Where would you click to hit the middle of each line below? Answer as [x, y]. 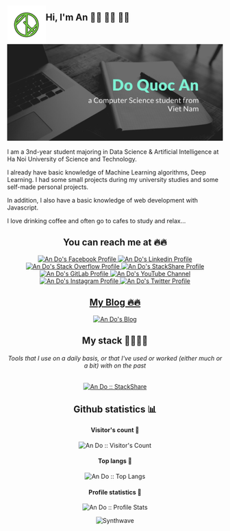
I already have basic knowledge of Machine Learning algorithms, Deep [107, 172]
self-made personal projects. [48, 187]
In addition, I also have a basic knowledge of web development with [103, 200]
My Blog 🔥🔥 [115, 303]
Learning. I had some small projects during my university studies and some [113, 179]
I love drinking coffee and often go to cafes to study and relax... [97, 221]
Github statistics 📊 [115, 409]
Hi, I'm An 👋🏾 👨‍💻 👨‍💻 [88, 18]
